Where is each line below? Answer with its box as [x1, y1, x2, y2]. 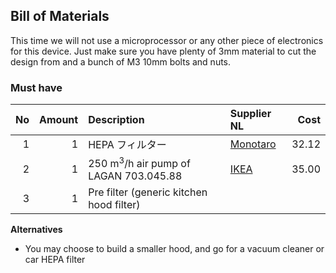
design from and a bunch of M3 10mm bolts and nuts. [10, 55, 232, 68]
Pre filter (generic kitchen [88, 185, 208, 199]
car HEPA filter [24, 254, 86, 266]
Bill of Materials [10, 8, 110, 25]
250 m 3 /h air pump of [88, 155, 191, 171]
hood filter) [88, 198, 141, 212]
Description [88, 113, 145, 127]
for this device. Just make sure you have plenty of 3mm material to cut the [10, 45, 317, 57]
